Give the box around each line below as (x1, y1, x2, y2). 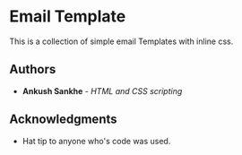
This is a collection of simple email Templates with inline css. (9, 36, 234, 47)
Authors (9, 62, 56, 77)
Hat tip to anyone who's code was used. (22, 135, 171, 146)
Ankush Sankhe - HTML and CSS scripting (22, 85, 183, 96)
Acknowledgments (9, 112, 118, 127)
